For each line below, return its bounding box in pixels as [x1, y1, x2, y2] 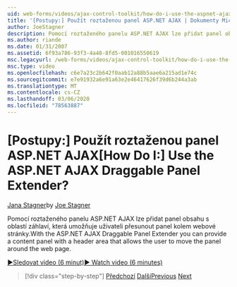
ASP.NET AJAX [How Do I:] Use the [7, 147, 214, 164]
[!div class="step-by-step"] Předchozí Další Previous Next [24, 271, 192, 280]
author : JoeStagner [7, 23, 65, 30]
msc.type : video [7, 63, 55, 70]
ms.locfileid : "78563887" [7, 102, 83, 109]
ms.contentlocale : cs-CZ [7, 89, 80, 96]
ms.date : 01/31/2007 [7, 43, 68, 50]
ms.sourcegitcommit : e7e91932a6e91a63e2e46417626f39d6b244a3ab [7, 75, 197, 83]
